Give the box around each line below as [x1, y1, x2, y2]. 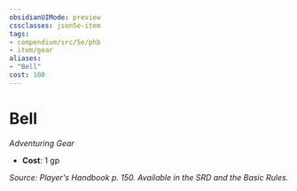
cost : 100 [9, 71, 46, 80]
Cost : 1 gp [21, 155, 60, 165]
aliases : [9, 54, 42, 63]
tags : [9, 29, 29, 38]
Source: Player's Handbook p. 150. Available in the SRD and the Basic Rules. [9, 172, 289, 182]
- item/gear [9, 46, 53, 55]
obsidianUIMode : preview [9, 12, 101, 22]
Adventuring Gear [9, 138, 75, 149]
